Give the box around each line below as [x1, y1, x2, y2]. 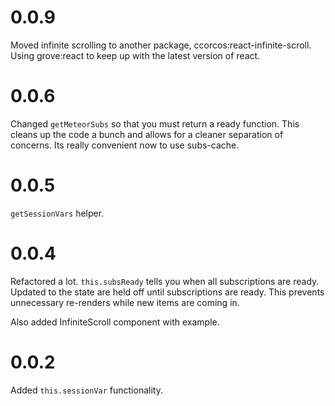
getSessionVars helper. [10, 207, 105, 219]
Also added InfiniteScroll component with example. [10, 316, 220, 328]
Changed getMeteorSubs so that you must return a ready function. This [10, 117, 300, 130]
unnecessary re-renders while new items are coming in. [10, 296, 240, 308]
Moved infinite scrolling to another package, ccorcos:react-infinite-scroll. [10, 39, 312, 51]
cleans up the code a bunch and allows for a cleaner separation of [10, 128, 284, 140]
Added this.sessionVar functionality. [10, 384, 163, 396]
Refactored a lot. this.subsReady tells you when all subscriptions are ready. [10, 275, 320, 287]
